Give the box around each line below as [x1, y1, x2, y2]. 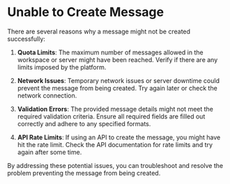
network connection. [17, 91, 77, 100]
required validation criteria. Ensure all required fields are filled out [17, 112, 206, 121]
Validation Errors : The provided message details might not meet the [17, 105, 214, 113]
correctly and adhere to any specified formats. [17, 119, 151, 128]
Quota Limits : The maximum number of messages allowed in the [17, 48, 204, 56]
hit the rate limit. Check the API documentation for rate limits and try [17, 140, 213, 148]
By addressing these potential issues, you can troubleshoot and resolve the [7, 161, 224, 169]
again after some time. [17, 148, 82, 156]
